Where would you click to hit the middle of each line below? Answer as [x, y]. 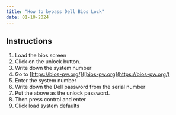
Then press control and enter [50, 100]
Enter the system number [46, 81]
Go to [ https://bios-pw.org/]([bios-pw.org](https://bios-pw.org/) [92, 74]
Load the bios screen [41, 55]
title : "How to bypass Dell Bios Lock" [55, 12]
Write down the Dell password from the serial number [80, 87]
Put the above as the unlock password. [62, 93]
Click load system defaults [47, 106]
